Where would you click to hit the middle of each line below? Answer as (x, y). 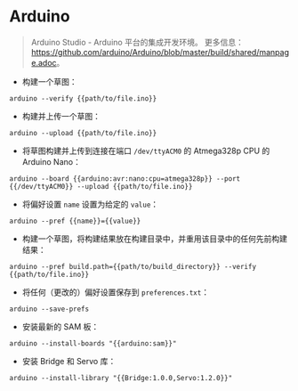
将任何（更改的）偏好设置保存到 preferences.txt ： (116, 292)
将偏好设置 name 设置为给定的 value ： (90, 204)
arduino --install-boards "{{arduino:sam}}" (93, 343)
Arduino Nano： (52, 161)
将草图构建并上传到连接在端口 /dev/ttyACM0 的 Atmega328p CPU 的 (146, 151)
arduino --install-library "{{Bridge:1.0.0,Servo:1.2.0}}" (121, 378)
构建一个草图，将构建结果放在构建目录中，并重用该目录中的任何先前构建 (154, 239)
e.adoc (44, 62)
